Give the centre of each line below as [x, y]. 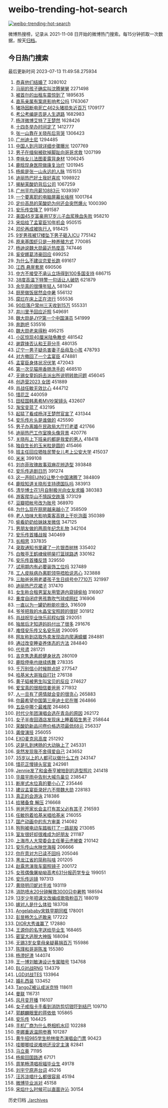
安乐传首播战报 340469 [40, 534]
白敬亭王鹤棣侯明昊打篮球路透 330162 [55, 554]
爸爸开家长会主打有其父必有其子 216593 [57, 809]
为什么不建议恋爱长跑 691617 [46, 261]
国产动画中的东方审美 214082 [46, 821]
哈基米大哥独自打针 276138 [44, 675]
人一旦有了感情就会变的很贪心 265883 [56, 694]
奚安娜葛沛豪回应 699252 [42, 254]
